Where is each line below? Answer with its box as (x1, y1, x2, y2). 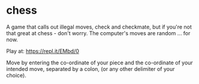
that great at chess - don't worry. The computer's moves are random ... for (6, 29, 191, 36)
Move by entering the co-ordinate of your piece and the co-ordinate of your (6, 59, 193, 66)
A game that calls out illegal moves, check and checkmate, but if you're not (6, 23, 192, 30)
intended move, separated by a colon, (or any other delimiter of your (6, 65, 175, 72)
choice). (6, 71, 27, 79)
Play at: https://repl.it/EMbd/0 (6, 47, 80, 54)
